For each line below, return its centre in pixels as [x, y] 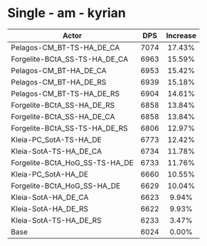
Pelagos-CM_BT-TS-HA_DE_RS [65, 94]
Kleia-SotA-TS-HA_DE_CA [56, 151]
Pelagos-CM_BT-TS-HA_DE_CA [65, 47]
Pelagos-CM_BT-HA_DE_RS [59, 82]
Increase [181, 35]
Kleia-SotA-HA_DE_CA [50, 197]
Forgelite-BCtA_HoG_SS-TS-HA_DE [72, 162]
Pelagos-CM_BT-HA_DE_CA [59, 70]
